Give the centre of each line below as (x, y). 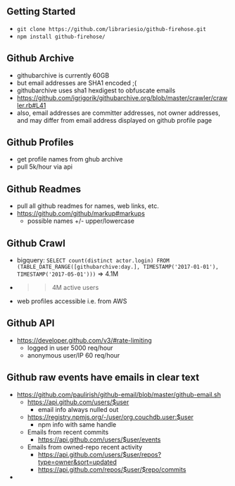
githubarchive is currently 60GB (63, 75)
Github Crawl (36, 243)
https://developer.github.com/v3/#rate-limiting (84, 340)
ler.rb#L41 (31, 105)
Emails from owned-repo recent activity (85, 446)
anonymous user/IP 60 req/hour (74, 355)
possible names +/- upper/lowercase (81, 221)
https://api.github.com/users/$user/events (99, 439)
